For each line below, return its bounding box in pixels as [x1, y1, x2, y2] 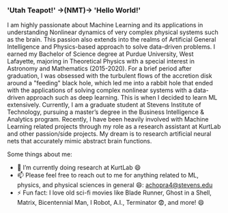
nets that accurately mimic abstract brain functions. [7, 137, 152, 145]
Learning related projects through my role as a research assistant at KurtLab [7, 122, 221, 131]
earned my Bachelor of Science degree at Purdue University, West [7, 50, 194, 58]
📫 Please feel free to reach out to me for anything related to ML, [16, 171, 199, 180]
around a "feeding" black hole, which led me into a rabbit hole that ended [7, 79, 214, 87]
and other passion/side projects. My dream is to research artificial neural [7, 130, 212, 138]
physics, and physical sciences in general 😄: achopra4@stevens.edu [16, 181, 213, 189]
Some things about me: [7, 150, 73, 158]
